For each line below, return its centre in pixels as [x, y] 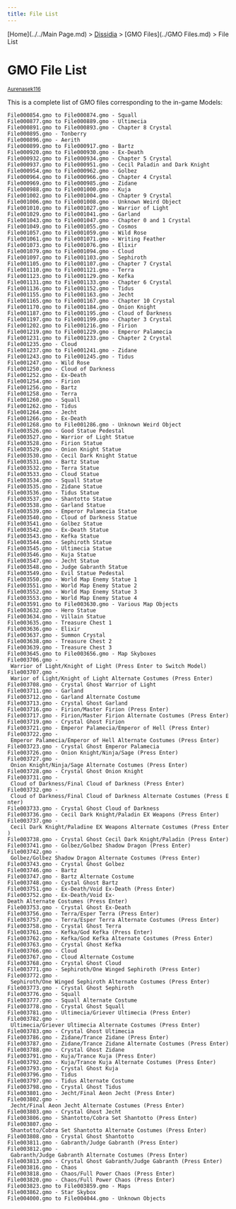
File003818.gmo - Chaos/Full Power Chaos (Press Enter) [91, 1174]
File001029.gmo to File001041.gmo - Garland [74, 214]
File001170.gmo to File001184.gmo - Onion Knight [82, 307]
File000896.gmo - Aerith [44, 140]
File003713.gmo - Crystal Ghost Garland [68, 703]
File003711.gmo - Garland [45, 690]
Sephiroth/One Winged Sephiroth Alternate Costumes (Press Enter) [110, 982]
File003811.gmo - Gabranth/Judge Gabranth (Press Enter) [93, 1143]
